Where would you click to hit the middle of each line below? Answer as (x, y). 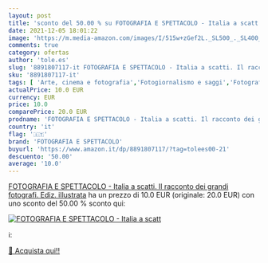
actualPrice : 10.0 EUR (46, 90)
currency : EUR (32, 97)
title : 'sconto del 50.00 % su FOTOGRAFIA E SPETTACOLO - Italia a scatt (134, 23)
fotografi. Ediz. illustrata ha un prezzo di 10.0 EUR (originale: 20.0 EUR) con (132, 195)
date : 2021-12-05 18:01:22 (53, 30)
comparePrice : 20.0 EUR (48, 112)
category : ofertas (39, 53)
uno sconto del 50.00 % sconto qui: (67, 203)
